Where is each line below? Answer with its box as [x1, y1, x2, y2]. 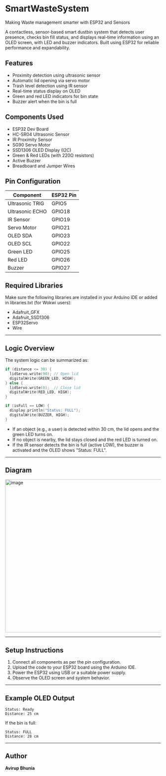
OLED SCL [7, 241, 32, 247]
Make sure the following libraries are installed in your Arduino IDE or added [5, 294, 158, 300]
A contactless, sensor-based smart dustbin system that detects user [5, 29, 145, 35]
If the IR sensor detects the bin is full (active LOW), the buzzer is [12, 441, 144, 448]
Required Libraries [5, 281, 63, 290]
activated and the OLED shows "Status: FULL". [12, 447, 107, 453]
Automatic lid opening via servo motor [12, 77, 90, 83]
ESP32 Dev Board [12, 126, 49, 132]
